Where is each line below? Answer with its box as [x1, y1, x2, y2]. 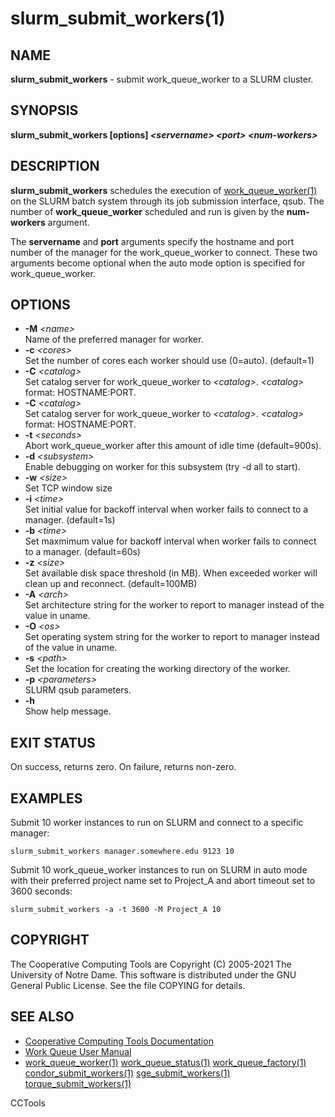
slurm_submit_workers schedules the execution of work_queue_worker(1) [10, 184, 318, 196]
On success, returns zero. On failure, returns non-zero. [10, 761, 237, 773]
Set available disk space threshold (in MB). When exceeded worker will [24, 567, 318, 579]
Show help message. [24, 705, 112, 717]
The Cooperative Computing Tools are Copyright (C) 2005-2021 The [10, 958, 292, 970]
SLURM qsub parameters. [24, 684, 132, 696]
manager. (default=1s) [24, 514, 116, 526]
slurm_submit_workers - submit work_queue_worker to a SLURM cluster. [10, 73, 314, 85]
